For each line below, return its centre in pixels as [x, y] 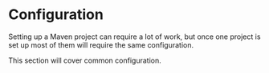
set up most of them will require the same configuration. [101, 44]
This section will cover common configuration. [85, 60]
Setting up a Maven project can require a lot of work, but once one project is [134, 36]
